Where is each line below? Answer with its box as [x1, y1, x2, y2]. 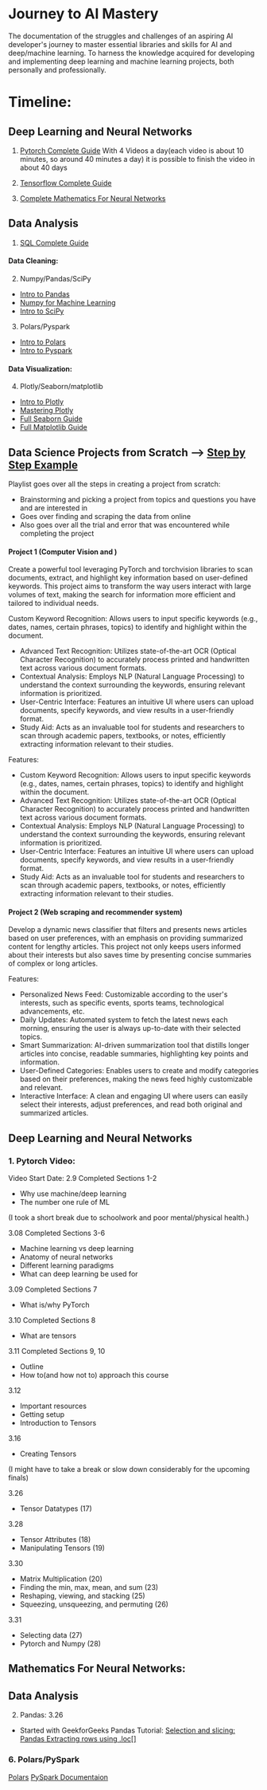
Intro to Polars [19, 336, 66, 347]
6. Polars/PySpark [8, 1754, 80, 1765]
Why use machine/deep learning [19, 1189, 127, 1198]
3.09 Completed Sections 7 [8, 1284, 98, 1294]
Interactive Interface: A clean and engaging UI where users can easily [19, 1092, 249, 1101]
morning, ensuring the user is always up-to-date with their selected [19, 1024, 241, 1033]
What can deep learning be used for [19, 1269, 138, 1279]
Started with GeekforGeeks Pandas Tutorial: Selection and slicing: [19, 1725, 236, 1735]
